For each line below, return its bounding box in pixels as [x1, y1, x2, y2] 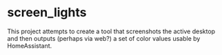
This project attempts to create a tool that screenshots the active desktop [7, 27, 216, 35]
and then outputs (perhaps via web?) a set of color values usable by [7, 34, 201, 42]
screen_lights [7, 5, 87, 20]
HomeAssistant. [7, 41, 52, 50]
